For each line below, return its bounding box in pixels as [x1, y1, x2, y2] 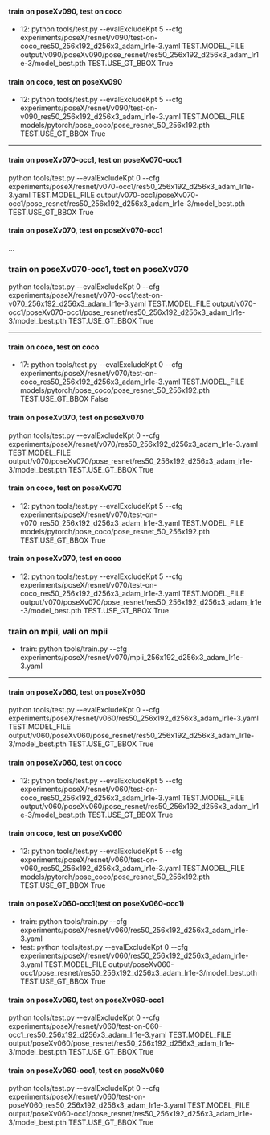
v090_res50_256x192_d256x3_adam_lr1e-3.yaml [19, 112, 181, 122]
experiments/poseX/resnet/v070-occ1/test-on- [8, 291, 163, 300]
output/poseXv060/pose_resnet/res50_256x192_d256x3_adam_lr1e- [8, 1038, 235, 1048]
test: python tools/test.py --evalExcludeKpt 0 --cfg [19, 943, 189, 952]
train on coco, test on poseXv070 [8, 483, 122, 493]
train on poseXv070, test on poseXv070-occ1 [8, 225, 163, 235]
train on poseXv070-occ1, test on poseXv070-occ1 [8, 155, 182, 164]
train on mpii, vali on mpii [8, 625, 108, 637]
